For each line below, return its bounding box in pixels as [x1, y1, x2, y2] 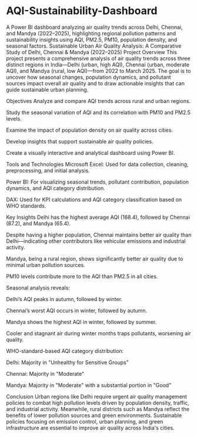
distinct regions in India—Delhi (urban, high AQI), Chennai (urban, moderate [6, 61, 190, 68]
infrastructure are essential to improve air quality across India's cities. [6, 424, 175, 431]
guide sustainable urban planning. [6, 86, 89, 93]
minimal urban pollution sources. [6, 261, 85, 268]
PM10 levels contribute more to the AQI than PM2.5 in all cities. [6, 272, 158, 280]
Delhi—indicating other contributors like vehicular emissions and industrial [6, 237, 186, 245]
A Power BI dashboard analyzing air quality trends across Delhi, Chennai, [6, 24, 183, 31]
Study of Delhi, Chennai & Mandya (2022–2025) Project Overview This [6, 48, 178, 55]
